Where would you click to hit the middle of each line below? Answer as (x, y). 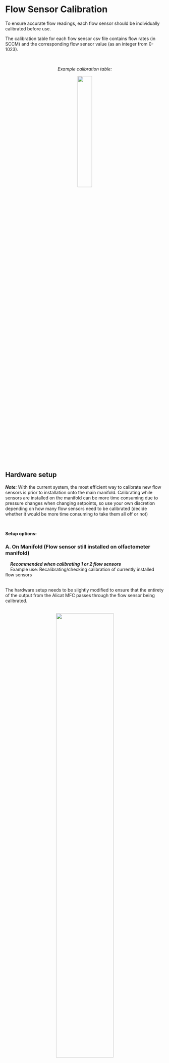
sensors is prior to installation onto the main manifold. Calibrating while (79, 492)
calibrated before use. (28, 28)
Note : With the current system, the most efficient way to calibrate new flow (83, 487)
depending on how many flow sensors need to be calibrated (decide (76, 508)
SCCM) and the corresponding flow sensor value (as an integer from (76, 44)
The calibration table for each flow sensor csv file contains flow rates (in (80, 38)
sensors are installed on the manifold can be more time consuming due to (82, 498)
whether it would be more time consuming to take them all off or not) (77, 514)
